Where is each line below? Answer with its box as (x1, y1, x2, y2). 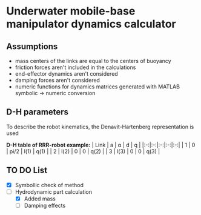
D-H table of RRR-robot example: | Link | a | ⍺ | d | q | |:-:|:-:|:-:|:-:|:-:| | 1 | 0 (6, 141, 196, 148)
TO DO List (6, 165, 47, 176)
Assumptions (6, 41, 58, 51)
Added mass (24, 195, 56, 202)
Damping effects (24, 202, 66, 209)
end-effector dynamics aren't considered (15, 70, 118, 77)
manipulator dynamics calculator (6, 17, 177, 31)
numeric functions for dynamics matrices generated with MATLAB (15, 83, 180, 90)
